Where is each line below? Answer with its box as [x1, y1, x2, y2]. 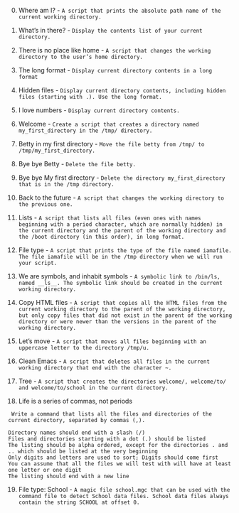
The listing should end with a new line [8, 472, 130, 480]
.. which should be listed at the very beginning [8, 448, 159, 455]
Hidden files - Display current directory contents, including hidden [18, 86, 226, 94]
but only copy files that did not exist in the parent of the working [18, 312, 233, 319]
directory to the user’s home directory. [18, 53, 143, 60]
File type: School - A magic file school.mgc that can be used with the [18, 485, 230, 493]
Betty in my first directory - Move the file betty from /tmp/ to [18, 140, 205, 148]
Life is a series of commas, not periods [18, 397, 133, 405]
